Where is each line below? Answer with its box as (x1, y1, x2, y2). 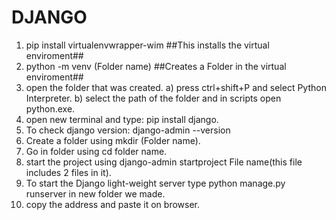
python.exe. (25, 102, 76, 115)
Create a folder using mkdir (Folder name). (25, 134, 201, 146)
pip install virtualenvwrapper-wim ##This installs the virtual (25, 39, 270, 51)
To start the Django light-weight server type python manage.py (25, 177, 286, 189)
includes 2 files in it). (25, 166, 112, 178)
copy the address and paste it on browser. (25, 198, 201, 210)
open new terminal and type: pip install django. (25, 113, 219, 125)
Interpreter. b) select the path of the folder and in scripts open (25, 92, 282, 104)
